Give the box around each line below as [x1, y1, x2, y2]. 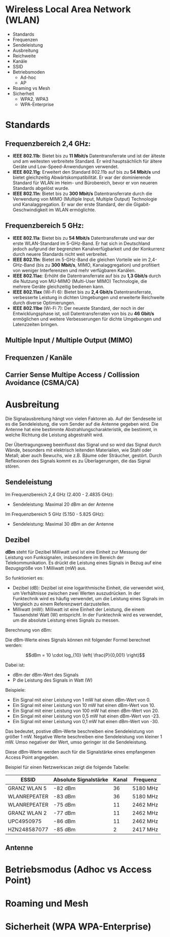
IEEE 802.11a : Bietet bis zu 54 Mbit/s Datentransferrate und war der [12, 235, 155, 241]
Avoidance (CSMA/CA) [5, 378, 80, 387]
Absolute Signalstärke [53, 776, 109, 783]
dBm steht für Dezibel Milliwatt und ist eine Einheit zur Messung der [5, 549, 147, 555]
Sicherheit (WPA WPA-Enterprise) [5, 921, 151, 932]
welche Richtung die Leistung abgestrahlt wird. [5, 432, 104, 438]
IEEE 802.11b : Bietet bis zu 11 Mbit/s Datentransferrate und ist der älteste [12, 152, 165, 158]
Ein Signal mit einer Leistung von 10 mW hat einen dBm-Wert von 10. [12, 702, 156, 708]
